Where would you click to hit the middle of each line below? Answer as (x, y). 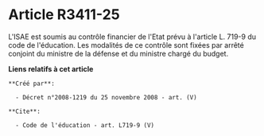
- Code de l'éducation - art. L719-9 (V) (85, 125)
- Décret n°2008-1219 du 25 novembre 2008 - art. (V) (106, 97)
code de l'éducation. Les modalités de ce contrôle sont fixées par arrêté (126, 45)
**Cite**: (25, 111)
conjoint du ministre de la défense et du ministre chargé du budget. (118, 53)
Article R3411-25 (64, 15)
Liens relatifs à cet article (51, 68)
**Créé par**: (32, 84)
